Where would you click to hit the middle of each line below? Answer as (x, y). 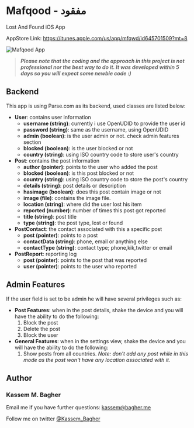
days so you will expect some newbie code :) (76, 73)
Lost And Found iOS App (36, 27)
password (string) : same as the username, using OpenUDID (96, 129)
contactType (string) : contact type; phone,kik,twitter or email (98, 247)
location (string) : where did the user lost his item (82, 204)
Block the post (41, 322)
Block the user (41, 335)
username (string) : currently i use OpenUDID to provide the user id (104, 123)
